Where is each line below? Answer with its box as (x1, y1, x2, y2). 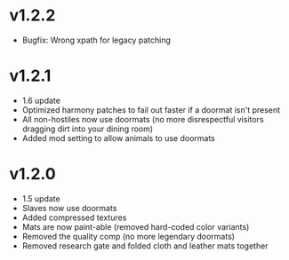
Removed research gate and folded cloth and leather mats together (21, 240, 269, 251)
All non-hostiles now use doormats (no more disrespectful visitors (21, 114, 264, 124)
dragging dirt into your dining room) (21, 123, 154, 134)
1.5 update (21, 193, 60, 204)
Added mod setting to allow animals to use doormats (21, 132, 216, 143)
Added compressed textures (21, 212, 127, 223)
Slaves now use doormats (21, 202, 117, 213)
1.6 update (21, 95, 60, 106)
